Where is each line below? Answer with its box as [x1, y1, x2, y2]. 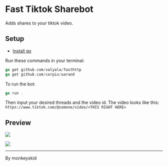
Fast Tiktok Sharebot [5, 3, 93, 15]
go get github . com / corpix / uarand [5, 71, 75, 77]
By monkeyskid [5, 155, 37, 161]
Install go [12, 47, 31, 53]
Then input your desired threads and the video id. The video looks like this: [5, 99, 159, 105]
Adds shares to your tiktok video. [5, 20, 73, 26]
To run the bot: [5, 81, 36, 87]
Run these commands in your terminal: [5, 57, 85, 63]
